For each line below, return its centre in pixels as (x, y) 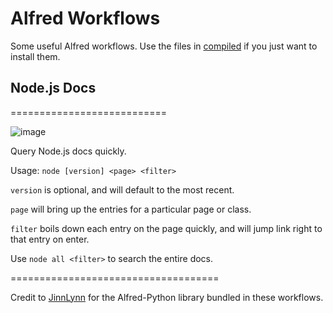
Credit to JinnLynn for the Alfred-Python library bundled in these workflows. (167, 297)
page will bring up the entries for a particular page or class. (131, 209)
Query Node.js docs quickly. (68, 151)
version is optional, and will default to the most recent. (122, 189)
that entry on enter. (50, 239)
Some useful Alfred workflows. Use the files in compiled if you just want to (164, 46)
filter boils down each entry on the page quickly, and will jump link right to (166, 228)
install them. (35, 56)
